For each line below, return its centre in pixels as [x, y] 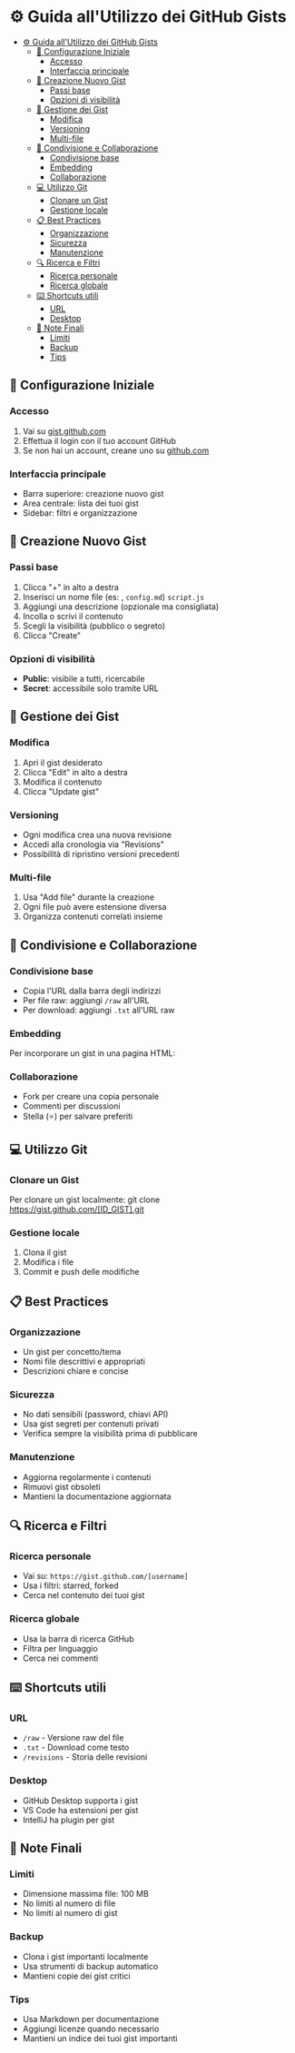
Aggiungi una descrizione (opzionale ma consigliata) [121, 607]
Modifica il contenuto [62, 782]
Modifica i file [48, 1262]
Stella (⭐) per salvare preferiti [78, 1116]
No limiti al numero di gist [70, 1913]
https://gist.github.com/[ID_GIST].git [77, 1209]
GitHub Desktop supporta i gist [80, 1801]
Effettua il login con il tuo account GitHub [99, 440]
